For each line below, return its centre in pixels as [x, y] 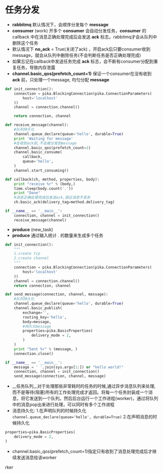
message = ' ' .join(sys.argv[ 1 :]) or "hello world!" [69, 367]
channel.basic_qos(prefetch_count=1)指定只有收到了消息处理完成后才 [82, 451]
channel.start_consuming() [41, 170]
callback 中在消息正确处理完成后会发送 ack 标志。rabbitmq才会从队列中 [85, 37]
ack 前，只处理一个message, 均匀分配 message [61, 79]
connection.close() [34, 353]
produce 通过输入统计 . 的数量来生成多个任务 [58, 235]
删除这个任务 [25, 43]
